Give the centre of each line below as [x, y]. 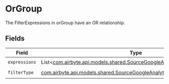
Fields [15, 38]
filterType [21, 73]
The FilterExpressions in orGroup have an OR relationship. [65, 23]
